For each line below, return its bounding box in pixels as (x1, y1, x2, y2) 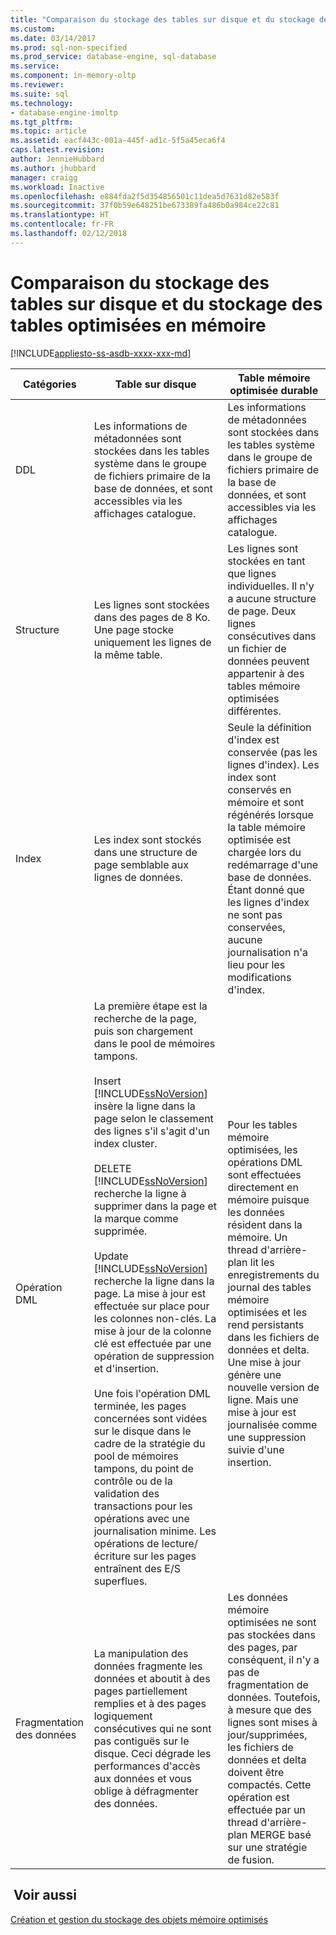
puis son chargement (93, 1024, 193, 1038)
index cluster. (93, 1136, 158, 1150)
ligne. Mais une (227, 1392, 299, 1406)
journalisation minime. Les (93, 1524, 217, 1538)
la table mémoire (227, 820, 307, 834)
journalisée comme (227, 1417, 318, 1431)
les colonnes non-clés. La (93, 1311, 217, 1325)
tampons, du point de (93, 1461, 194, 1475)
